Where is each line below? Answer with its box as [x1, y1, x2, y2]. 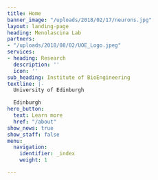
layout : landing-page [7, 23, 69, 30]
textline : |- [7, 80, 45, 87]
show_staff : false [7, 131, 60, 138]
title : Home [7, 10, 41, 17]
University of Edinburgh [13, 87, 84, 93]
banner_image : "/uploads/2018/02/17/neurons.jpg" [7, 16, 153, 23]
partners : [7, 36, 36, 43]
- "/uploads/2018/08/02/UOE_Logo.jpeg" [7, 42, 122, 49]
